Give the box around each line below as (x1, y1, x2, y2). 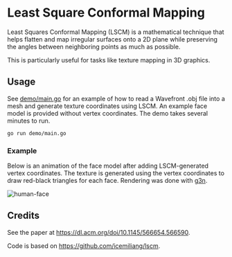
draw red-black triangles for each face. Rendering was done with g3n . (7, 177, 208, 185)
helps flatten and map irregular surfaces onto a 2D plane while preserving (7, 35, 218, 43)
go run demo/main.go (7, 130, 67, 136)
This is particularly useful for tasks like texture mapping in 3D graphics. (7, 55, 211, 64)
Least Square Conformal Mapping (7, 5, 206, 21)
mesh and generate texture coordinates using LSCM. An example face (7, 102, 208, 110)
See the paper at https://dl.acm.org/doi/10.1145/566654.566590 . (7, 228, 190, 236)
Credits (7, 210, 40, 222)
